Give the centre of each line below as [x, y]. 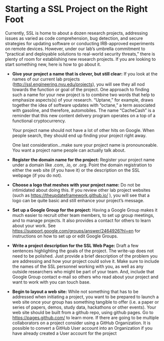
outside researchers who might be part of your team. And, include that [83, 271]
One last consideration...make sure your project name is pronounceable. [85, 145]
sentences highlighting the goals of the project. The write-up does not [83, 251]
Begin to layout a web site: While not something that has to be [75, 291]
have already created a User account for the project [64, 333]
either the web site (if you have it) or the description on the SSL [76, 170]
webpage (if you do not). [37, 175]
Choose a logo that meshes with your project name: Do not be [76, 184]
